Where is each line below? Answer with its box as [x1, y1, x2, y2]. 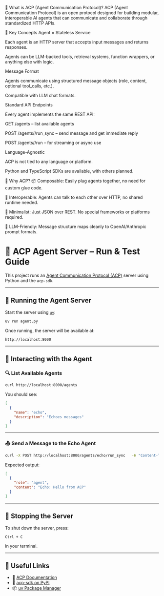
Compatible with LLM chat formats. [5, 93, 76, 98]
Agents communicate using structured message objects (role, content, [5, 78, 147, 83]
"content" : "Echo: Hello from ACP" [14, 485, 86, 490]
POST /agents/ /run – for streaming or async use [5, 140, 102, 145]
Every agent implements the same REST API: [5, 111, 95, 117]
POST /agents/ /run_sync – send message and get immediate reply [5, 130, 138, 136]
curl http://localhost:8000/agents [5, 383, 78, 388]
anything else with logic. [5, 59, 54, 64]
